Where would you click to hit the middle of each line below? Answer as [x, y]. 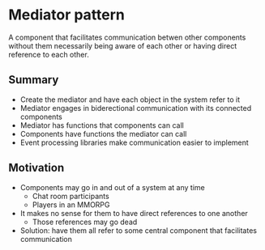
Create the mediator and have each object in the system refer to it [130, 100]
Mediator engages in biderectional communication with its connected [136, 108]
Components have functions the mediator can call [103, 133]
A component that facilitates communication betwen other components [127, 37]
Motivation [36, 168]
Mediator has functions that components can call [102, 125]
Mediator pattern [67, 15]
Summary [34, 80]
